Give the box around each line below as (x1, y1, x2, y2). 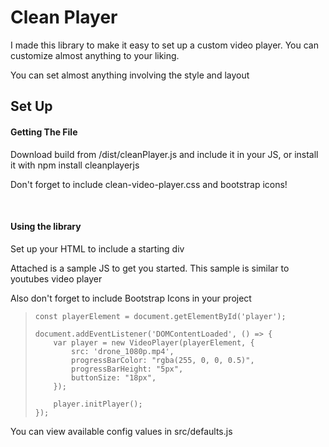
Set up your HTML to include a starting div (10, 242, 185, 255)
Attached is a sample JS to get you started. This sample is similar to (10, 262, 290, 274)
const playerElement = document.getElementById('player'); (34, 311, 287, 321)
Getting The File (10, 126, 78, 138)
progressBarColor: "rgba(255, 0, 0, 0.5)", (71, 355, 255, 365)
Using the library (10, 221, 82, 233)
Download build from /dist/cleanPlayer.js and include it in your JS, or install (10, 148, 319, 160)
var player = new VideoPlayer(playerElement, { (53, 337, 255, 348)
